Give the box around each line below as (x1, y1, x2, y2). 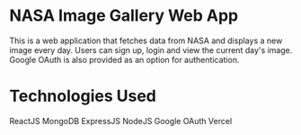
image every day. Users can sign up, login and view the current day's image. (9, 44, 293, 55)
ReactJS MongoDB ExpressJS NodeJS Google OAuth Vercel (9, 115, 233, 126)
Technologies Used (9, 86, 157, 106)
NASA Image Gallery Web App (9, 5, 239, 26)
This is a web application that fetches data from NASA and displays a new (9, 35, 283, 46)
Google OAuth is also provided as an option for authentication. (9, 54, 240, 65)
